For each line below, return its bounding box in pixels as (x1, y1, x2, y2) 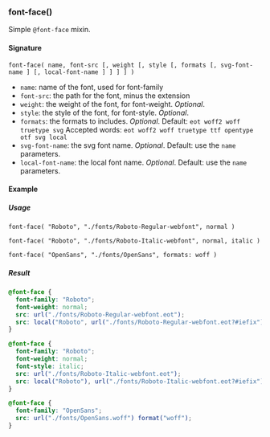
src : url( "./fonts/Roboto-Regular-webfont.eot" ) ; (15, 310, 185, 319)
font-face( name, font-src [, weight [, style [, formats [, (8, 61, 218, 69)
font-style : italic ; (15, 362, 84, 370)
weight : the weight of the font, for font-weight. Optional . (19, 99, 206, 108)
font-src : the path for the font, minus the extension (19, 91, 190, 100)
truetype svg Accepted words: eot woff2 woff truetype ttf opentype (19, 125, 254, 134)
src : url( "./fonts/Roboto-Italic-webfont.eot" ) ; (15, 370, 182, 378)
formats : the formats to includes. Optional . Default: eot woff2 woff (19, 116, 241, 126)
